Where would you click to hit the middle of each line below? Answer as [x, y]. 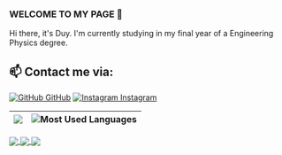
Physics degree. [38, 43]
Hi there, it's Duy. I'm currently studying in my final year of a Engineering [141, 34]
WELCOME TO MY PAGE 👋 [66, 14]
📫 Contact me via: [61, 71]
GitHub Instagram [101, 97]
